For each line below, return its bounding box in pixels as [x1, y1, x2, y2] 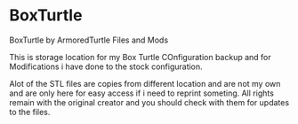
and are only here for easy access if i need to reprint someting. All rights [9, 88, 274, 98]
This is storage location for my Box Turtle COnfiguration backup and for [9, 51, 271, 62]
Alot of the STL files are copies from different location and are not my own [9, 78, 281, 89]
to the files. [9, 106, 51, 117]
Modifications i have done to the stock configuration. [9, 61, 203, 72]
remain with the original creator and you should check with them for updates [9, 97, 290, 107]
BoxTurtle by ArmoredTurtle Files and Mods [9, 35, 169, 45]
